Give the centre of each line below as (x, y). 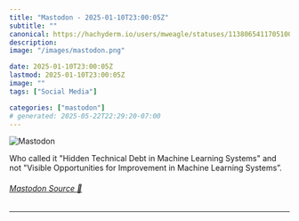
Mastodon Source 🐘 (46, 188)
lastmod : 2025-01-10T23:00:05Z (67, 75)
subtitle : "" (33, 26)
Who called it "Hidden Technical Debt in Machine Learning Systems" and (143, 159)
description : (33, 42)
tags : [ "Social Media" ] (53, 91)
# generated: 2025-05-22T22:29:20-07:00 (85, 116)
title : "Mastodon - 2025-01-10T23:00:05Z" (89, 17)
